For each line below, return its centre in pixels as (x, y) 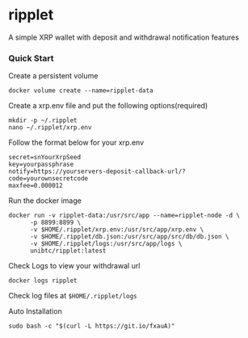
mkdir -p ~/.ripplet (43, 120)
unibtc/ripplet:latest (68, 251)
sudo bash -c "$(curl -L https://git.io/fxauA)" (92, 326)
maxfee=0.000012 (36, 186)
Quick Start (31, 58)
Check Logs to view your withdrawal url (74, 266)
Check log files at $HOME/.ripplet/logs (73, 296)
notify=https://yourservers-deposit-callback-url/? (97, 171)
